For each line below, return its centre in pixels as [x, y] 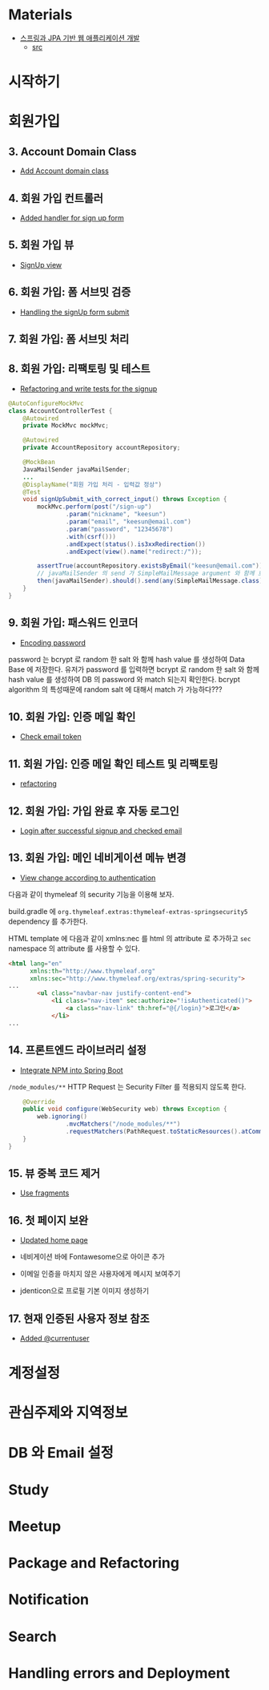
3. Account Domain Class [73, 151]
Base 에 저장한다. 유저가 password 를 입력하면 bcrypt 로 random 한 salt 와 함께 [134, 669]
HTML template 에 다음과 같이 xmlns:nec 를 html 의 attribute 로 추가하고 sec [130, 938]
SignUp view [41, 265]
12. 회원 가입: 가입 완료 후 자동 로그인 [94, 811]
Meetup [35, 1527]
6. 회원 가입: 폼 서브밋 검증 [70, 292]
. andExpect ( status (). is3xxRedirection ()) [135, 544]
